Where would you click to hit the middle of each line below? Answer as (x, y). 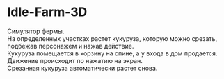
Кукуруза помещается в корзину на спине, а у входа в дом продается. (112, 53)
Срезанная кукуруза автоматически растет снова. (82, 68)
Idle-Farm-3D (47, 12)
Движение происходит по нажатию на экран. (75, 60)
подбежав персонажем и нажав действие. (71, 46)
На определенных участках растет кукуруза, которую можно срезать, (112, 38)
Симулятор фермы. (36, 31)
